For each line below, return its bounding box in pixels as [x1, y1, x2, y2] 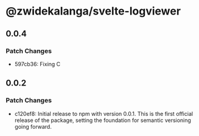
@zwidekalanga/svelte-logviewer [5, 4, 181, 18]
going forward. [14, 123, 52, 130]
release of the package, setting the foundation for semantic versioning [14, 117, 191, 124]
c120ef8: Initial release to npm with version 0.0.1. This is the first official [14, 110, 193, 117]
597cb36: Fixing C [14, 60, 61, 67]
